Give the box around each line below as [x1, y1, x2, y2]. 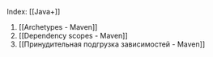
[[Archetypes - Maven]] [18, 22, 98, 31]
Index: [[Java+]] [6, 7, 61, 16]
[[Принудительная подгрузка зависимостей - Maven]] [18, 39, 206, 49]
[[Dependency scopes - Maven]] [18, 31, 128, 40]
